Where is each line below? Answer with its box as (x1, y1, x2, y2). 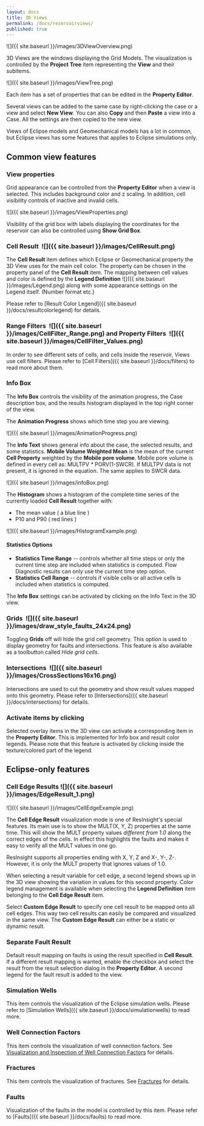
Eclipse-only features (6, 764, 90, 774)
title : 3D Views (6, 15, 47, 21)
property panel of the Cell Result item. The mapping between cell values (6, 269, 188, 276)
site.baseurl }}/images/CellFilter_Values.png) (6, 337, 143, 345)
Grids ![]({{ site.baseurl (6, 614, 78, 622)
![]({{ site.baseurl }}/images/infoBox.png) (6, 479, 109, 486)
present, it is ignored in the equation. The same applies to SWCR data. (6, 467, 182, 474)
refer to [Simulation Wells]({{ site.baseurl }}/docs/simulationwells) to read (6, 1007, 190, 1014)
